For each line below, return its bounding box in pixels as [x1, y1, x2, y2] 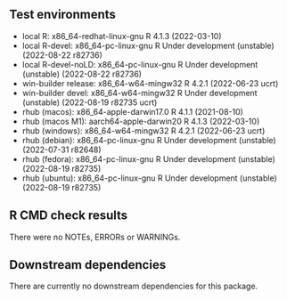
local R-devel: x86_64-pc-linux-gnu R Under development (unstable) [21, 40, 275, 51]
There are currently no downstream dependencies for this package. [9, 280, 258, 292]
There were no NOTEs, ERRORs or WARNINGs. [9, 231, 181, 242]
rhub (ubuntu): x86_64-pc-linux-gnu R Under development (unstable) [21, 173, 278, 183]
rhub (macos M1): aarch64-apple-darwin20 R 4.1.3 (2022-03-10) [21, 116, 260, 126]
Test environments [9, 7, 116, 22]
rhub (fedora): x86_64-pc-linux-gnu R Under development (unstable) [21, 153, 276, 164]
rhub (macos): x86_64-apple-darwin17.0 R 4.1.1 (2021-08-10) [21, 106, 243, 117]
